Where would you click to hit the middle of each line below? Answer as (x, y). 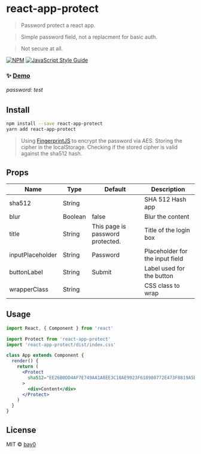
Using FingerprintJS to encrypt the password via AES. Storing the (101, 141)
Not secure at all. (42, 48)
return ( (28, 367)
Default (115, 190)
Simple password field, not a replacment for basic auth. (89, 37)
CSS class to (162, 285)
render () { (25, 361)
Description (168, 190)
